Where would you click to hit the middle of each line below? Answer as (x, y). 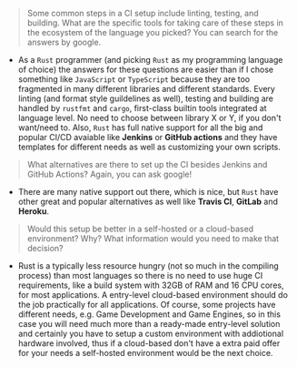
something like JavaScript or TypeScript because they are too (134, 79)
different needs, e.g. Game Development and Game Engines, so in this (149, 314)
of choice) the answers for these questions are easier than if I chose (146, 69)
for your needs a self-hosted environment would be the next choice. (145, 353)
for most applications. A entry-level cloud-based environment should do (153, 295)
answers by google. (64, 42)
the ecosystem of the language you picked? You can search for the (153, 32)
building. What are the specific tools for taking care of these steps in (155, 23)
